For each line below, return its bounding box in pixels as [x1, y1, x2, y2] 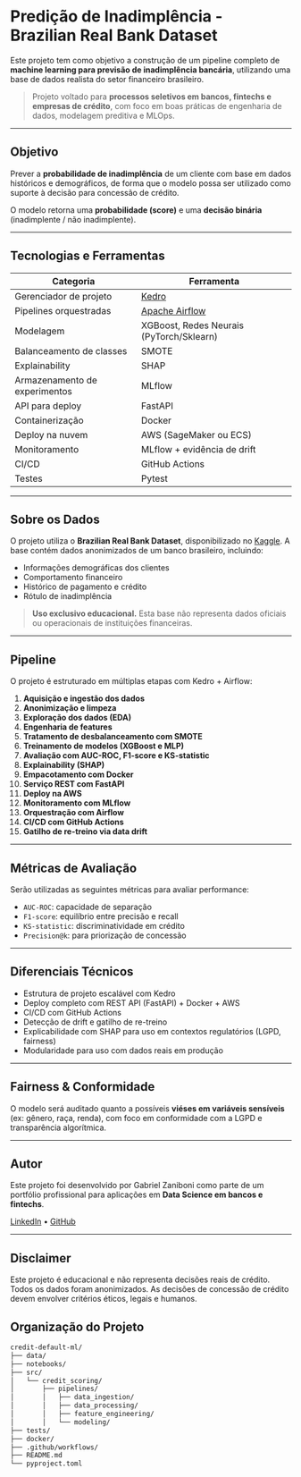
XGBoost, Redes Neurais [140, 319, 245, 332]
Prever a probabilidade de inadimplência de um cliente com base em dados [10, 168, 292, 179]
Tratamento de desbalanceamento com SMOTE [22, 731, 204, 742]
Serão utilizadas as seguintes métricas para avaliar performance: [10, 884, 249, 895]
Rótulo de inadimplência [22, 591, 113, 602]
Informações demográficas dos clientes [22, 562, 170, 573]
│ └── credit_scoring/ [10, 1376, 103, 1385]
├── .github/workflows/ [10, 1442, 99, 1452]
